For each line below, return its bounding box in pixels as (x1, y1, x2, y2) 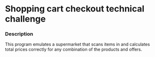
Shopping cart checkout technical (5, 3, 144, 14)
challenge (5, 13, 46, 24)
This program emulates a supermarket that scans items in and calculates (5, 42, 150, 47)
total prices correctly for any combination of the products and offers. (5, 46, 142, 52)
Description (5, 31, 33, 37)
